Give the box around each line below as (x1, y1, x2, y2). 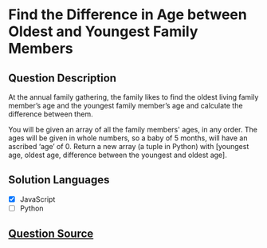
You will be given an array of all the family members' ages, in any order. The (8, 125, 257, 134)
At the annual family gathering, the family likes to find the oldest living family (8, 93, 259, 101)
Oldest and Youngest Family (8, 22, 198, 41)
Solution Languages (8, 173, 110, 187)
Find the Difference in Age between (8, 6, 247, 24)
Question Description (8, 71, 117, 85)
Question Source (8, 227, 94, 241)
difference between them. (8, 109, 93, 119)
